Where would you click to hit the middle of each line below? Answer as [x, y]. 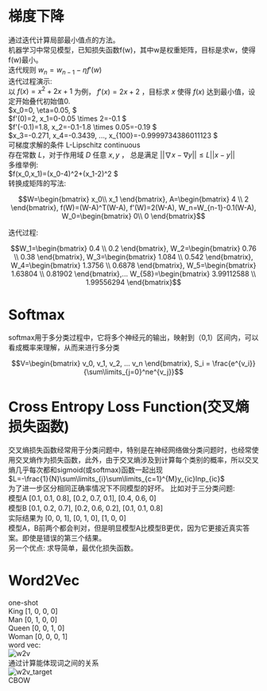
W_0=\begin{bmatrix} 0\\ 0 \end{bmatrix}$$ [133, 217]
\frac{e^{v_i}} [234, 364]
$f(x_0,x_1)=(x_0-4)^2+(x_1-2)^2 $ [64, 174]
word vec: [25, 645]
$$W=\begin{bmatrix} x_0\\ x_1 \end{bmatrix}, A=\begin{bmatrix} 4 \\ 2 [133, 199]
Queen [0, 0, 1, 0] [37, 628]
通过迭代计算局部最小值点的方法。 [64, 40]
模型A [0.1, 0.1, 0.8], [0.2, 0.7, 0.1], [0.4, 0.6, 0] [82, 498]
